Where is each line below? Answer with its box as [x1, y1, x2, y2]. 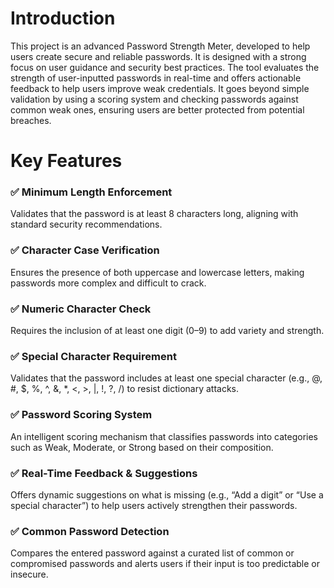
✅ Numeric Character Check [10, 302, 152, 316]
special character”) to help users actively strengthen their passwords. [10, 499, 298, 511]
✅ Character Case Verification [10, 243, 160, 257]
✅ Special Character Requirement [10, 349, 177, 363]
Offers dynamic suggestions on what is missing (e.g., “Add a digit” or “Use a [10, 488, 324, 501]
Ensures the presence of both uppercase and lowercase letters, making [10, 266, 305, 278]
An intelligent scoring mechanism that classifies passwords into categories [10, 430, 319, 442]
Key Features [10, 150, 123, 172]
